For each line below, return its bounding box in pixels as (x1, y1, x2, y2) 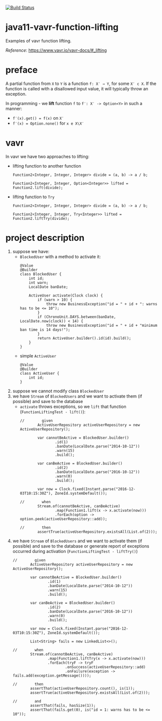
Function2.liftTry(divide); (12, 216, 70, 221)
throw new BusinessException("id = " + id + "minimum (46, 323, 158, 328)
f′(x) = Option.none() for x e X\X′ (12, 120, 84, 126)
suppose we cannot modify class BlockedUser (12, 388, 104, 394)
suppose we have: (12, 248, 50, 254)
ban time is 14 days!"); (19, 327, 71, 332)
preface (5, 64, 38, 76)
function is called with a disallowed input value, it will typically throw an (5, 85, 148, 91)
